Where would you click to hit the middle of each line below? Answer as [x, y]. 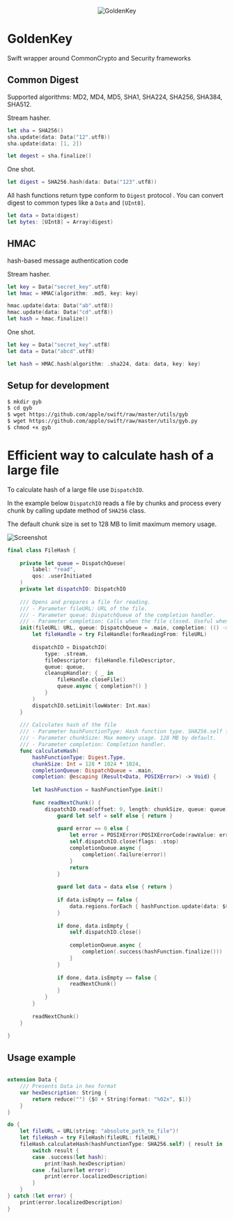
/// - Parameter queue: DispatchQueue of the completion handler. [118, 615]
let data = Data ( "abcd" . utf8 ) [51, 351]
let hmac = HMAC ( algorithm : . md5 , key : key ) [73, 293]
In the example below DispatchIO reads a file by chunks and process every [114, 503]
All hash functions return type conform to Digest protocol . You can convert [116, 196]
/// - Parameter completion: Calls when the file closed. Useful [117, 621]
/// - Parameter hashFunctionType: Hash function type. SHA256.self [121, 731]
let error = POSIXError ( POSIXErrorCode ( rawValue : [143, 835]
